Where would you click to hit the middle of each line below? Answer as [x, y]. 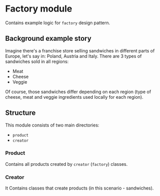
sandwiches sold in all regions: [37, 61]
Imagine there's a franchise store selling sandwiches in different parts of [80, 50]
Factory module [39, 9]
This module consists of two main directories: [52, 125]
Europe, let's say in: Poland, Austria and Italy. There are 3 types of [73, 56]
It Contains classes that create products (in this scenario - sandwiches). [79, 188]
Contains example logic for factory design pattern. [58, 23]
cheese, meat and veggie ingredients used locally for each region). [74, 97]
